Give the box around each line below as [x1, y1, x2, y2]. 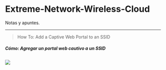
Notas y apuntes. [5, 20, 40, 26]
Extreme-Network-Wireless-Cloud [5, 3, 150, 15]
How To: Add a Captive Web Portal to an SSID [17, 34, 110, 40]
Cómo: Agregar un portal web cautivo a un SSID [5, 45, 106, 51]
